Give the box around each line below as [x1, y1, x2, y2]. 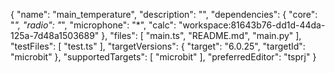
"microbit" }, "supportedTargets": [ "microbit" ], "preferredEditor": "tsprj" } [10, 51, 317, 63]
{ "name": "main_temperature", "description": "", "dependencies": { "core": [10, 9, 318, 20]
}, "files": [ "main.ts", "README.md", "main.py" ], [101, 30, 302, 41]
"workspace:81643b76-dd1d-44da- [178, 19, 326, 31]
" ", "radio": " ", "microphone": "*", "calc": [10, 19, 177, 31]
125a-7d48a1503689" [10, 30, 100, 41]
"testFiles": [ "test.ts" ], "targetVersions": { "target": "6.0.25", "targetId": [10, 40, 306, 52]
